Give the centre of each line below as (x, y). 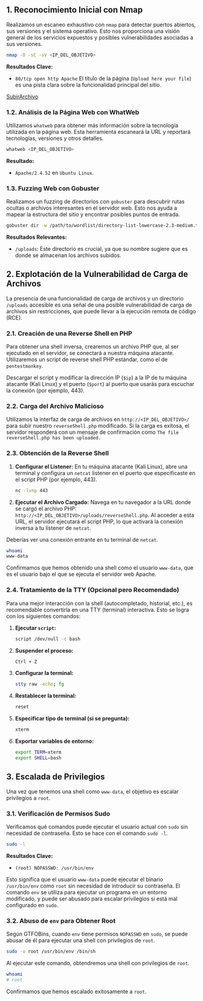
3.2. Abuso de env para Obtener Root (61, 920)
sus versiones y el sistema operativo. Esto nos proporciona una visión (93, 31)
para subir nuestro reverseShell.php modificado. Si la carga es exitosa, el (98, 426)
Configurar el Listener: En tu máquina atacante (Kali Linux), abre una (101, 467)
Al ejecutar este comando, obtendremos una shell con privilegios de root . (98, 963)
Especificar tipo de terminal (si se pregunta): (72, 719)
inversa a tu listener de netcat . (53, 528)
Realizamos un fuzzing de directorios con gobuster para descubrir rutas (96, 202)
